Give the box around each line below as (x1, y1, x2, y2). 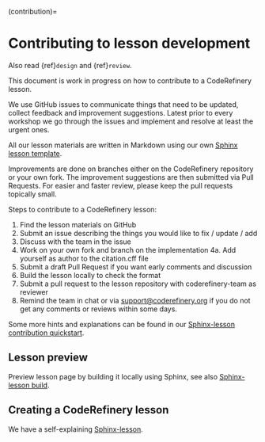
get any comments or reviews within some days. (19, 304, 178, 314)
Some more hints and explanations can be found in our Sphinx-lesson (8, 319, 236, 329)
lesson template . (8, 148, 62, 158)
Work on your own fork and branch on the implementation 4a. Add (19, 245, 237, 254)
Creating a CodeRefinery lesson (8, 403, 169, 417)
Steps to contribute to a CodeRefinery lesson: (8, 204, 157, 214)
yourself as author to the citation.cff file (19, 253, 149, 263)
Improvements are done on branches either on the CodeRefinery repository (8, 164, 254, 173)
